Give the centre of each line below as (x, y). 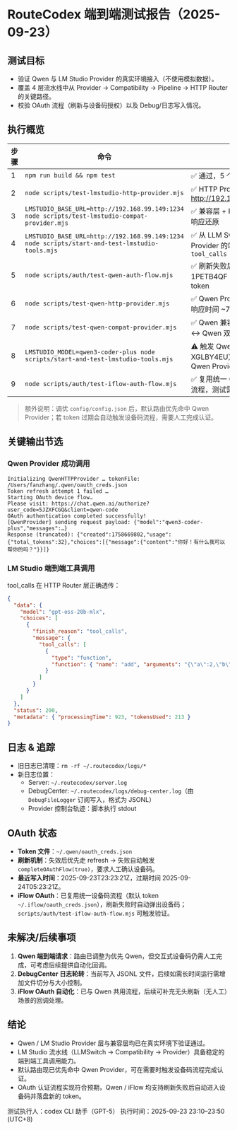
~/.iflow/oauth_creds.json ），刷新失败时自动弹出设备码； (102, 904)
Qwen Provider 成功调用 (49, 464)
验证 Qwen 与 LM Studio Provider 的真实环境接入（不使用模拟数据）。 (117, 79)
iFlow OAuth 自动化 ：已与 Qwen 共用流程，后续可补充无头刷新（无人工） (122, 991)
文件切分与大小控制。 (55, 982)
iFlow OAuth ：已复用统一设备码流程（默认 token (88, 895)
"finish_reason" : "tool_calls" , (80, 631)
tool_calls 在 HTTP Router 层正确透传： (64, 585)
